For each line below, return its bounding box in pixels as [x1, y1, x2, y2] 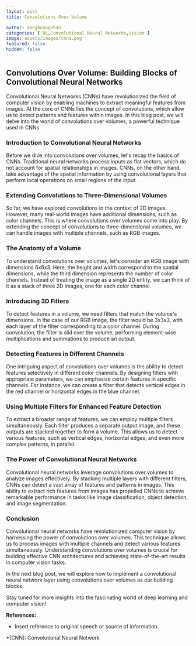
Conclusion [6, 514, 40, 522]
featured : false [6, 41, 45, 47]
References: [6, 611, 37, 618]
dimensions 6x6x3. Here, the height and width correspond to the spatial [6, 264, 179, 271]
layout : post [6, 8, 38, 15]
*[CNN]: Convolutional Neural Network [6, 634, 100, 641]
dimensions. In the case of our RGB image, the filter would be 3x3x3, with [6, 316, 183, 323]
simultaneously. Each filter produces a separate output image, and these [6, 422, 181, 429]
